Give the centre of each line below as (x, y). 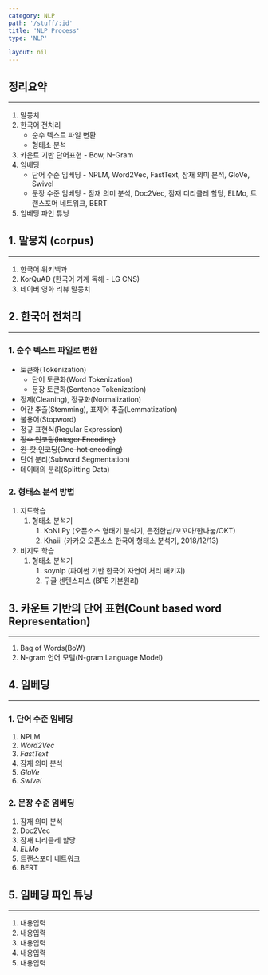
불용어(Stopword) (48, 419)
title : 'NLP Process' (44, 30)
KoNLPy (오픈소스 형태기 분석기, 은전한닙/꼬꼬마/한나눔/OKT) (140, 531)
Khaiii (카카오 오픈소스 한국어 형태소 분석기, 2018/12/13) (131, 541)
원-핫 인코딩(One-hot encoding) (71, 449)
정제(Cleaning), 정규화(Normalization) (81, 399)
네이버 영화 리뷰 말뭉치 (55, 289)
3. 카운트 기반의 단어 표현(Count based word (115, 608)
